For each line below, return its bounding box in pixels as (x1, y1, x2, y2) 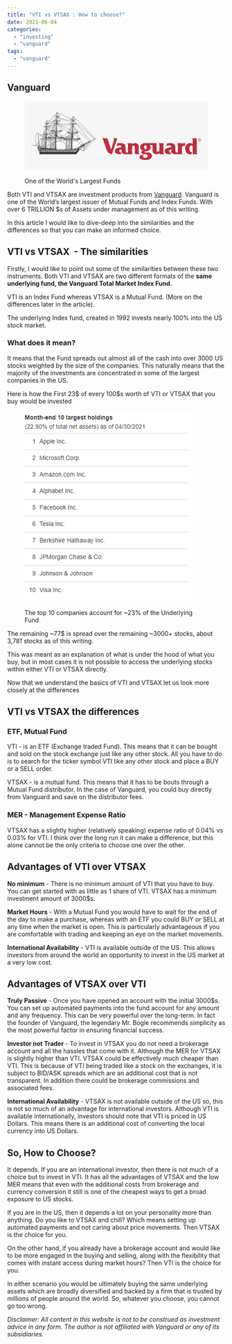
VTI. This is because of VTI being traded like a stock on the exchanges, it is (7, 1062, 222, 1070)
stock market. (7, 320, 46, 329)
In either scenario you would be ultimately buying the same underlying (7, 1279, 208, 1288)
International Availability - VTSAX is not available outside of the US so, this (7, 1097, 224, 1106)
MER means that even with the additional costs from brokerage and (7, 1180, 199, 1188)
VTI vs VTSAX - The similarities (7, 246, 149, 258)
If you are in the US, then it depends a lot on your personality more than (7, 1208, 212, 1217)
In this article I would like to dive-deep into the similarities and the (7, 218, 195, 227)
